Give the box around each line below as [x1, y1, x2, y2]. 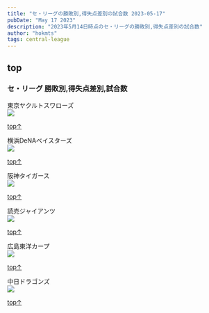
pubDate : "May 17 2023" [7, 17, 76, 24]
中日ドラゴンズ [7, 277, 50, 285]
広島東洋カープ [7, 241, 50, 250]
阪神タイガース [7, 171, 50, 179]
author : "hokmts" [7, 29, 58, 37]
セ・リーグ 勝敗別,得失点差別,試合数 [7, 84, 128, 94]
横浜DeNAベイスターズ [7, 136, 73, 145]
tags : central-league [7, 36, 70, 43]
